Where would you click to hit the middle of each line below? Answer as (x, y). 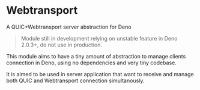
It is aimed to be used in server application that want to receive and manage (100, 74)
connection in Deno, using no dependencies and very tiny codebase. (92, 63)
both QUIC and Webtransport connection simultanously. (75, 80)
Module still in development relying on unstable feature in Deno (99, 38)
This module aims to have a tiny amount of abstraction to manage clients (96, 56)
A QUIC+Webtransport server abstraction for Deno (69, 27)
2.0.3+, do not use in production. (62, 45)
